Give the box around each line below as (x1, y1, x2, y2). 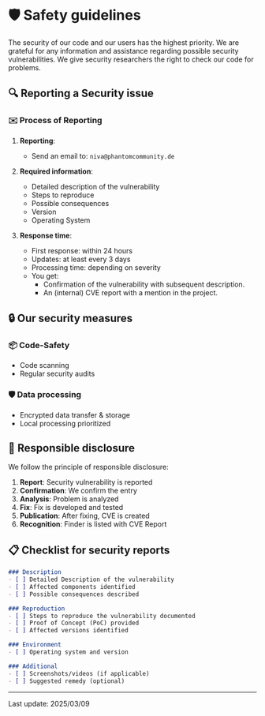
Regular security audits (19, 369, 95, 379)
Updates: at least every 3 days (31, 254, 131, 264)
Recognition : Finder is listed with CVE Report (19, 519, 167, 529)
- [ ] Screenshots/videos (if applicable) (8, 669, 150, 677)
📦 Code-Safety (8, 339, 70, 351)
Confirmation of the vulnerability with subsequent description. (43, 279, 245, 289)
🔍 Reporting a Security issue (8, 87, 154, 100)
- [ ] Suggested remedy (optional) (8, 677, 125, 685)
